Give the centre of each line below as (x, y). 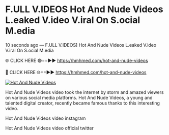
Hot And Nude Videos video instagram (46, 118)
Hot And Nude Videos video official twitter (50, 128)
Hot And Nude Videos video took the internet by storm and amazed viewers (84, 92)
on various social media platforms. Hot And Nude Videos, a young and (79, 97)
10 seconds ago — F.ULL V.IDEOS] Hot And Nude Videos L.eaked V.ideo (81, 45)
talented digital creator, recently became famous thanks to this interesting (83, 103)
